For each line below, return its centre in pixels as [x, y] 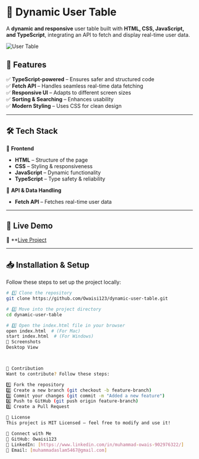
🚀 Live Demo [30, 225]
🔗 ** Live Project [26, 240]
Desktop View [22, 348]
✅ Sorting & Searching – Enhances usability [60, 99]
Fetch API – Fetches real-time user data [63, 201]
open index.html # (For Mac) [44, 331]
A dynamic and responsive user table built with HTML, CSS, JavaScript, [95, 28]
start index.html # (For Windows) [50, 336]
